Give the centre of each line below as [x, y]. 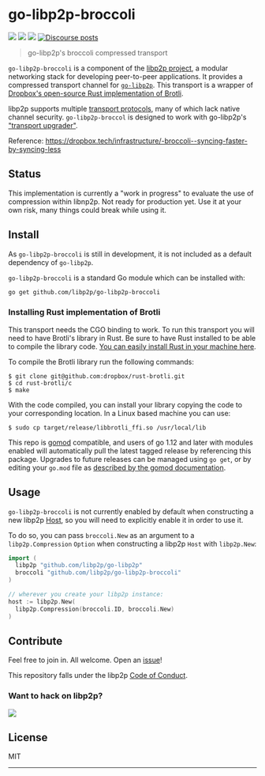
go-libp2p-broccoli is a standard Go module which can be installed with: [127, 278]
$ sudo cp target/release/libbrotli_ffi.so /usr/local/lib [107, 428]
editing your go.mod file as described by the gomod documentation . [117, 467]
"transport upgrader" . [43, 125]
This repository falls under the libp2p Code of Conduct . [98, 676]
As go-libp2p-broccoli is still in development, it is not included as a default [130, 254]
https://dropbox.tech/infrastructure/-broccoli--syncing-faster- [147, 141]
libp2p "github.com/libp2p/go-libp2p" [79, 566]
